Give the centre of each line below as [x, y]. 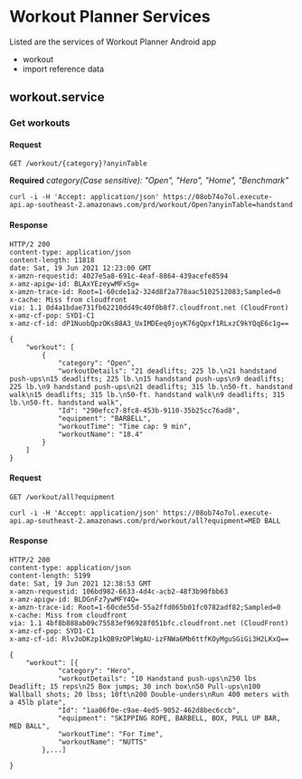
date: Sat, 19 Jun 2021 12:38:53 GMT [80, 584]
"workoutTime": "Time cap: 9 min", [125, 426]
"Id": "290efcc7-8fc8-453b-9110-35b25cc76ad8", [149, 410]
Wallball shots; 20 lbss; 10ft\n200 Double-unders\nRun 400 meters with [149, 695]
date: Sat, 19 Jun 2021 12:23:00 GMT [80, 268]
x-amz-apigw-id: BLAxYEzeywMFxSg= [75, 284]
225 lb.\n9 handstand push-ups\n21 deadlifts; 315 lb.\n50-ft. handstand [151, 386]
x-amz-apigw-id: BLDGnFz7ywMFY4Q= [75, 600]
